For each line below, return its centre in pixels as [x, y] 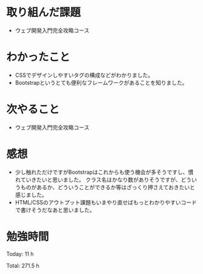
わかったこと [38, 57]
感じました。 [31, 195]
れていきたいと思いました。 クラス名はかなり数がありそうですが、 [98, 179]
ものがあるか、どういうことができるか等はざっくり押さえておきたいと [108, 187]
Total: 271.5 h [23, 266]
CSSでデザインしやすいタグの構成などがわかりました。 [84, 75]
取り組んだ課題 [44, 12]
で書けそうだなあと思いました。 [55, 210]
